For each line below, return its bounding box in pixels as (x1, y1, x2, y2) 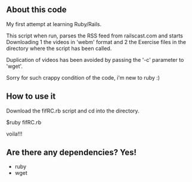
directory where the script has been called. (6, 45, 112, 52)
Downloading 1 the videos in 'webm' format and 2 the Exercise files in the (6, 38, 187, 45)
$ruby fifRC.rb (6, 118, 42, 125)
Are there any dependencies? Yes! (6, 148, 137, 158)
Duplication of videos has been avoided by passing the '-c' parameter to (6, 56, 184, 63)
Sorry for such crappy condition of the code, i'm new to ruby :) (6, 74, 160, 81)
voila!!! (6, 130, 23, 137)
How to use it (6, 92, 56, 102)
